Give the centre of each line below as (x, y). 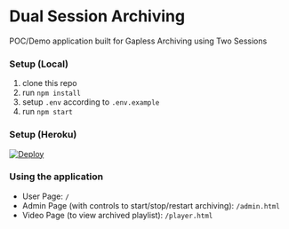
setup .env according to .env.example (91, 102)
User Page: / (45, 196)
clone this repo (49, 83)
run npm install (52, 93)
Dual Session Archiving (97, 16)
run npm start (47, 112)
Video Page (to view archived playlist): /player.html (117, 215)
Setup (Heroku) (43, 135)
